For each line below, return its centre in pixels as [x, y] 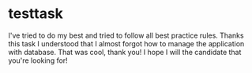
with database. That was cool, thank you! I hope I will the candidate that [125, 52]
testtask [36, 14]
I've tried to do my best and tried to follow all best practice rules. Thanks [126, 35]
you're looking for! [38, 60]
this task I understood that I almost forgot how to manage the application [126, 43]
